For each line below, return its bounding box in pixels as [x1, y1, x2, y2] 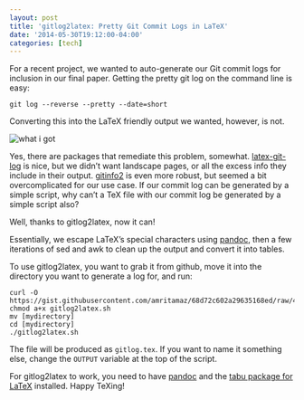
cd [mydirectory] [9, 320, 75, 329]
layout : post [9, 13, 59, 23]
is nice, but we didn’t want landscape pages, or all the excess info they [23, 160, 287, 172]
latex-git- [252, 151, 287, 162]
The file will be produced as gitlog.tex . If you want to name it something [9, 344, 282, 355]
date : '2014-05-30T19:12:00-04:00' [9, 30, 144, 39]
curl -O [9, 289, 39, 298]
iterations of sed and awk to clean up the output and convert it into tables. [9, 243, 285, 254]
